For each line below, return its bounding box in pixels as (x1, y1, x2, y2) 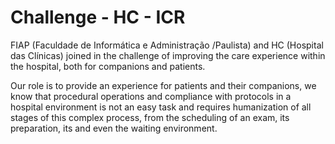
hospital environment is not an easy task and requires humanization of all (10, 101, 312, 113)
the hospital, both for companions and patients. (10, 60, 206, 72)
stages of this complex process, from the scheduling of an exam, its (10, 111, 290, 123)
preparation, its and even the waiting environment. (10, 122, 218, 134)
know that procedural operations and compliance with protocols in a (10, 90, 292, 102)
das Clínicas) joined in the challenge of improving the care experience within (10, 49, 326, 61)
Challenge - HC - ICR (10, 6, 186, 29)
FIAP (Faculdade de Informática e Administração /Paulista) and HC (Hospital (10, 39, 324, 51)
